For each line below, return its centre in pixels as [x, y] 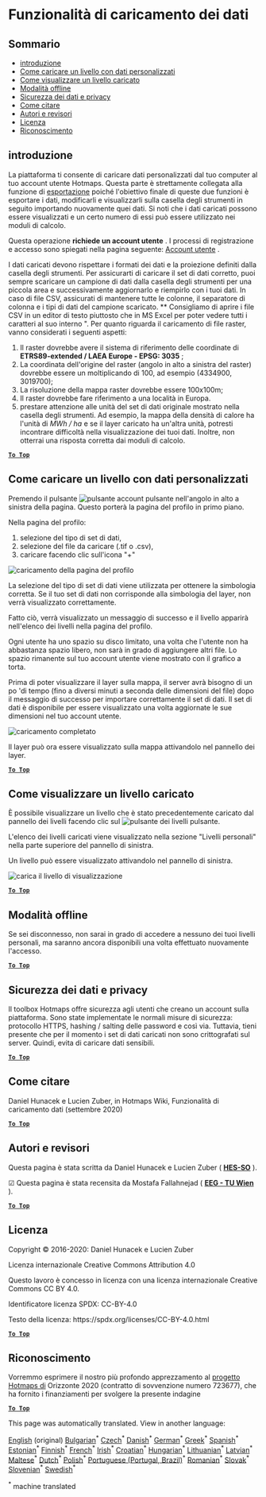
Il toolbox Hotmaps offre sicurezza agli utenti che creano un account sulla [129, 1009]
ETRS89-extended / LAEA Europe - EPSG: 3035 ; [102, 356]
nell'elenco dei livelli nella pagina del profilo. [81, 626]
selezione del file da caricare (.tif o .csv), [86, 546]
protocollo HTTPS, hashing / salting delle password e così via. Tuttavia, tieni [132, 1026]
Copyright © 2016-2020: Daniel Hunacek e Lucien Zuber [101, 1249]
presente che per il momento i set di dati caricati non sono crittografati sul [129, 1035]
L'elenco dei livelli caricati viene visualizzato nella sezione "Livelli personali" [132, 837]
